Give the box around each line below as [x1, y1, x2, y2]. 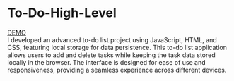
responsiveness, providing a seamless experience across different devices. [7, 66, 227, 74]
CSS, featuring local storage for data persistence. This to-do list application [7, 43, 228, 51]
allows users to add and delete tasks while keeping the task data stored [7, 51, 216, 59]
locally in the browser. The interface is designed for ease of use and [7, 58, 206, 66]
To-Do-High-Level [7, 5, 117, 21]
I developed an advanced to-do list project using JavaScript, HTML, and [7, 35, 217, 44]
